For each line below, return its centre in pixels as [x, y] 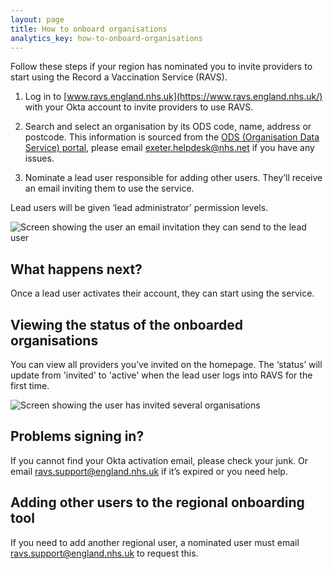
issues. [39, 158]
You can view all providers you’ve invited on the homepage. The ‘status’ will [166, 364]
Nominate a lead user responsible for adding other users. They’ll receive [173, 178]
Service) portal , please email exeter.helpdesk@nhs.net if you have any [169, 148]
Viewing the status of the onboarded [126, 324]
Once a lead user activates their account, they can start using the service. [162, 293]
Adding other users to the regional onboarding [157, 502]
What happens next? [76, 269]
